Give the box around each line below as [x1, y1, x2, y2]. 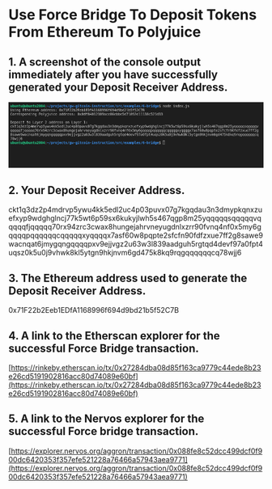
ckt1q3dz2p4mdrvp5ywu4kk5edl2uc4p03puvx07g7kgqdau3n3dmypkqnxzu [8, 204, 263, 215]
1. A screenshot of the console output [8, 55, 201, 69]
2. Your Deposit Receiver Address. [8, 183, 185, 197]
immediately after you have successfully [8, 67, 219, 82]
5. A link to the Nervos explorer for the [8, 412, 205, 426]
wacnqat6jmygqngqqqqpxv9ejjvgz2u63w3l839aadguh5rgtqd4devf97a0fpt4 [8, 239, 263, 249]
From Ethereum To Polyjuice [8, 23, 202, 41]
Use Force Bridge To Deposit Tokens [8, 6, 257, 24]
